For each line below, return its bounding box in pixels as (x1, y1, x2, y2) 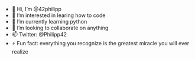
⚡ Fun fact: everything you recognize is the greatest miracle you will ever (11, 40, 190, 46)
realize (11, 48, 28, 55)
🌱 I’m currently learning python (11, 18, 87, 25)
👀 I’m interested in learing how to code (11, 12, 106, 19)
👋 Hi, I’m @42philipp (11, 6, 62, 12)
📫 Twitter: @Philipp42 (11, 31, 67, 38)
